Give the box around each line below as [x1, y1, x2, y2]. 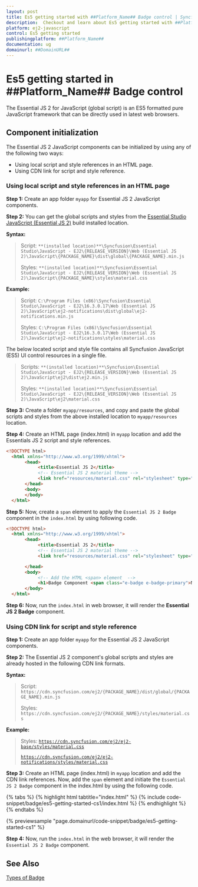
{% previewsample [6, 818, 52, 825]
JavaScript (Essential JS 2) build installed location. [6, 219, 129, 226]
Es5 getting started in [6, 72, 114, 85]
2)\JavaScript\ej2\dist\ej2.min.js [20, 375, 108, 380]
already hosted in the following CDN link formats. [6, 660, 126, 667]
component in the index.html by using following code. [6, 514, 137, 521]
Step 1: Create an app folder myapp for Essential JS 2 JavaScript [6, 195, 160, 202]
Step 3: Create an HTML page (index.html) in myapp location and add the [6, 770, 181, 777]
